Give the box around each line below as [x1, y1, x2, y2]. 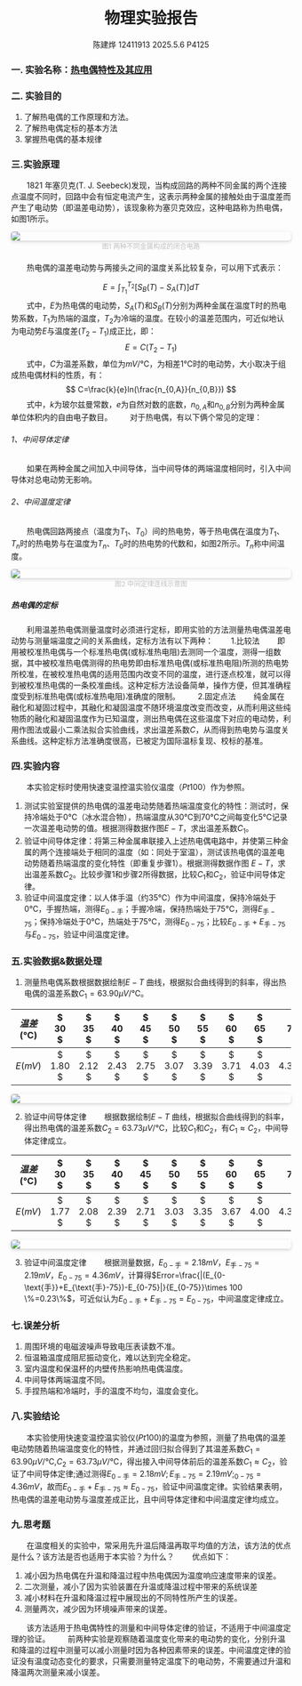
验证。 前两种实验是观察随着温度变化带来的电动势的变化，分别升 [26, 1634, 278, 1644]
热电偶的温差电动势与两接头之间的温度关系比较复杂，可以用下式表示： [27, 262, 283, 273]
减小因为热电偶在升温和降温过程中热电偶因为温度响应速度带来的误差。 [23, 1570, 282, 1581]
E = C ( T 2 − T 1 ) [124, 342, 178, 354]
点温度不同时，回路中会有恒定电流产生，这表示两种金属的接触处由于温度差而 [11, 191, 291, 202]
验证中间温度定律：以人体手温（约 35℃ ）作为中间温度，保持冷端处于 [23, 892, 277, 903]
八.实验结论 [11, 1410, 60, 1423]
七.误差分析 [11, 1319, 60, 1332]
